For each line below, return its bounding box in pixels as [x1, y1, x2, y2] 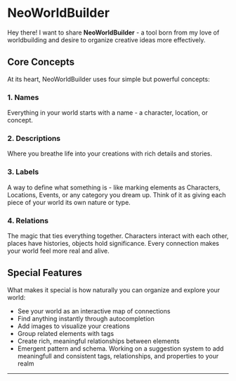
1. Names [7, 92, 39, 102]
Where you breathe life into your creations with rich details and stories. [7, 149, 213, 158]
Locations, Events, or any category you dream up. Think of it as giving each [7, 190, 226, 199]
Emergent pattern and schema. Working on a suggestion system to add [17, 344, 224, 353]
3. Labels [7, 167, 39, 177]
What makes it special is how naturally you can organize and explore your [7, 285, 221, 294]
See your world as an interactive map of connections [17, 306, 171, 315]
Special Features [7, 267, 83, 279]
